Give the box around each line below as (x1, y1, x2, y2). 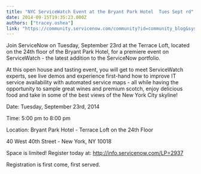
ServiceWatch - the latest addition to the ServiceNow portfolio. (6, 54, 160, 62)
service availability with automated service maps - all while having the (6, 79, 179, 86)
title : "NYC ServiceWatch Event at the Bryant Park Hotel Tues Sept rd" (6, 8, 194, 15)
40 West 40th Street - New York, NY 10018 (6, 138, 112, 145)
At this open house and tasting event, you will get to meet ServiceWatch (6, 66, 184, 74)
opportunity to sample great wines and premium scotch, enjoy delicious (6, 85, 183, 93)
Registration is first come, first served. (6, 161, 100, 168)
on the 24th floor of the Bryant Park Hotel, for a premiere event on (6, 48, 169, 56)
